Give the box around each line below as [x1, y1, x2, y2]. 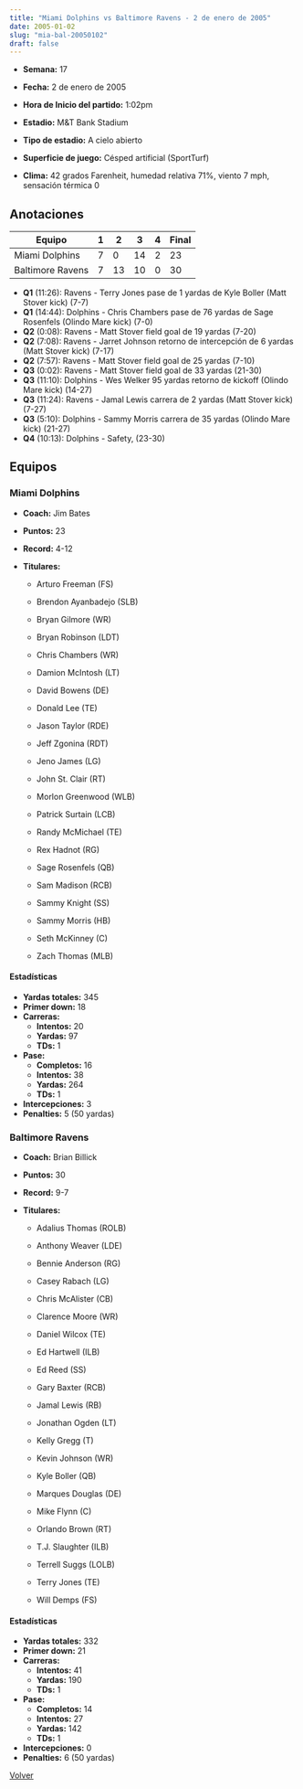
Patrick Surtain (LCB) [36, 808, 116, 819]
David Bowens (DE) [36, 685, 110, 696]
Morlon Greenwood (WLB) [36, 791, 135, 802]
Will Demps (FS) [36, 1594, 98, 1605]
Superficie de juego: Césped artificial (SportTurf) [22, 153, 210, 164]
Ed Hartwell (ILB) [36, 1347, 100, 1358]
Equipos [9, 459, 57, 475]
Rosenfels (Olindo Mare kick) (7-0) [22, 316, 153, 327]
